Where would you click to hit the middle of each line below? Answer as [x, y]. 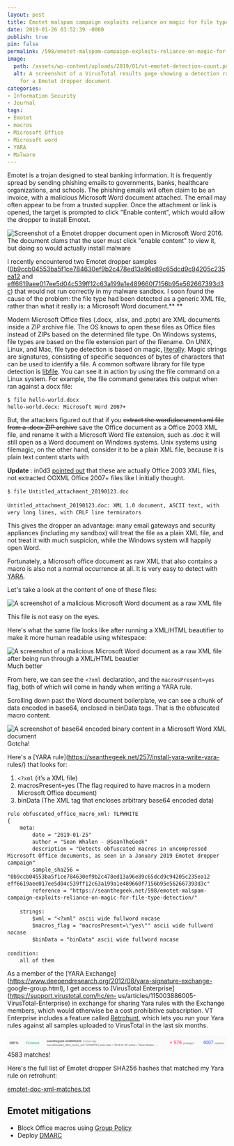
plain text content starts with [48, 457]
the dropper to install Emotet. [49, 220]
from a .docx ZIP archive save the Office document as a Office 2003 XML [112, 427]
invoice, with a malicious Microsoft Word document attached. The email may [117, 198]
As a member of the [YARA [46, 974]
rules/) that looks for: [37, 765]
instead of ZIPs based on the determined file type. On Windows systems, [112, 334]
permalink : [23, 52]
